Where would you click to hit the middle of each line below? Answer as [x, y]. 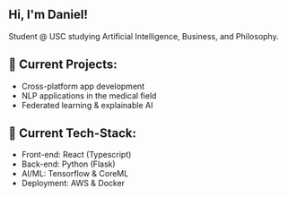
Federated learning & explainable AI [87, 105]
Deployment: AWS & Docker [73, 184]
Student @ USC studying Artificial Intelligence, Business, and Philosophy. [144, 36]
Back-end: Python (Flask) [68, 164]
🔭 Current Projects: [63, 65]
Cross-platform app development [83, 86]
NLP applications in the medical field [89, 95]
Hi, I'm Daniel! [48, 15]
